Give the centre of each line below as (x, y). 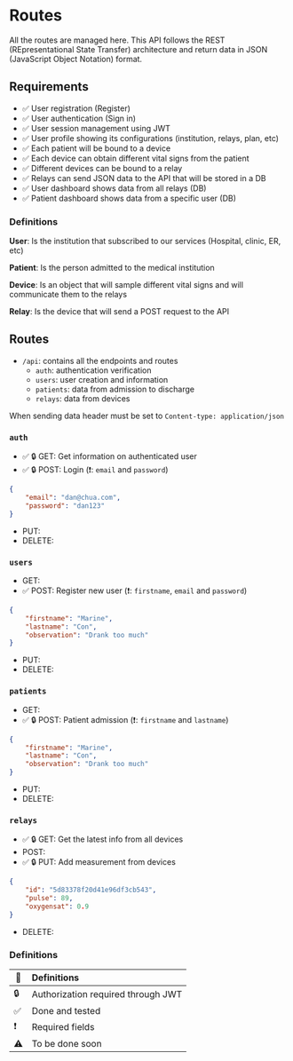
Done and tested (66, 1010)
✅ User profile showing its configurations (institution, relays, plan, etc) (150, 138)
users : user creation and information (102, 379)
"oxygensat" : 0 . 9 (57, 907)
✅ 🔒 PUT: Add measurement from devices (99, 862)
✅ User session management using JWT (96, 128)
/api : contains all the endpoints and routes (100, 360)
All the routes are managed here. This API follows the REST (117, 40)
